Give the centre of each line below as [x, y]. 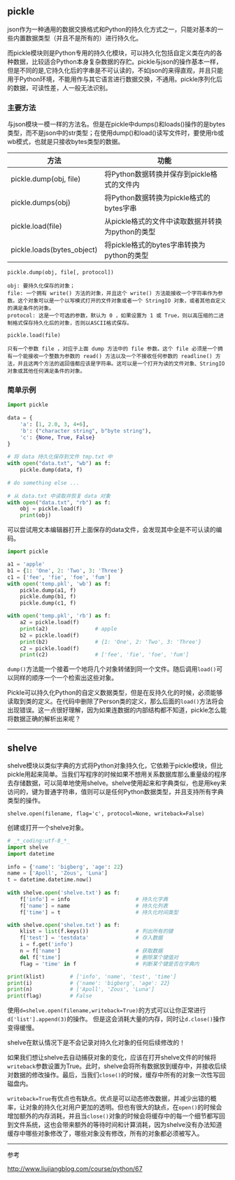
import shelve [28, 847]
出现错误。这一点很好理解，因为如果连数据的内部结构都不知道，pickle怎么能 [117, 710]
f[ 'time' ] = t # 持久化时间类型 [99, 912]
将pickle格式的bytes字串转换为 [155, 245]
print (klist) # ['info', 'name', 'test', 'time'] [92, 977]
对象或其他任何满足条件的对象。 [47, 371]
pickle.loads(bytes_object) [54, 250]
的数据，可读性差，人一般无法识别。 [59, 87]
